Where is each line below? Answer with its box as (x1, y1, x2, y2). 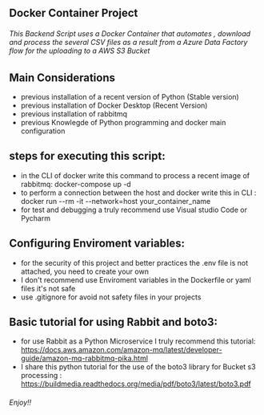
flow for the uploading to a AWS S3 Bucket (9, 46, 150, 55)
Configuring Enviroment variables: (9, 237, 186, 250)
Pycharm (20, 213, 51, 223)
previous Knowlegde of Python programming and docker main (20, 118, 226, 128)
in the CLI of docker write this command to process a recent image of (20, 170, 250, 180)
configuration (20, 126, 66, 136)
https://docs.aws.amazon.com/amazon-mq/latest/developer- (20, 345, 222, 355)
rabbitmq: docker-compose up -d (20, 179, 131, 189)
